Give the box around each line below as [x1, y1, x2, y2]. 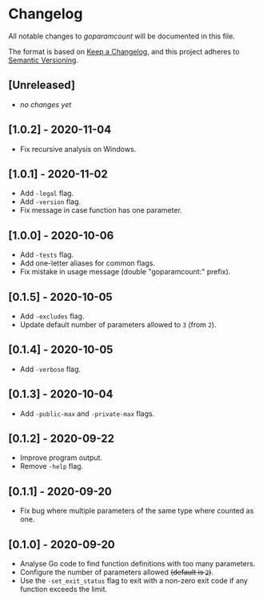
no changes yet [19, 99, 72, 109]
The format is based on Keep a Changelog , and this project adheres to [8, 46, 240, 56]
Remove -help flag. [19, 462, 84, 471]
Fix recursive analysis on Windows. [19, 144, 137, 154]
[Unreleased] [8, 78, 76, 92]
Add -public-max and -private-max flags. [19, 409, 155, 418]
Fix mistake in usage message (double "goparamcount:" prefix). [19, 267, 231, 277]
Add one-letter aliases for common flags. [19, 258, 156, 268]
